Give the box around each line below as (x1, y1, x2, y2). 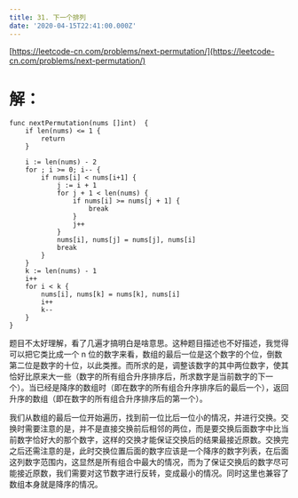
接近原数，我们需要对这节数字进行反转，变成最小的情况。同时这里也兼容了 (16, 468, 289, 478)
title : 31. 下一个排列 (9, 12, 87, 22)
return (41, 134, 66, 143)
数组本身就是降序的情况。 (9, 479, 103, 490)
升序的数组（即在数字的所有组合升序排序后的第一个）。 (9, 393, 208, 405)
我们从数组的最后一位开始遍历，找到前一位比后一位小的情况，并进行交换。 (9, 413, 281, 423)
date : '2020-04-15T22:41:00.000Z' (9, 21, 137, 30)
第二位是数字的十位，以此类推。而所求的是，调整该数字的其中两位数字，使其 (9, 360, 289, 371)
